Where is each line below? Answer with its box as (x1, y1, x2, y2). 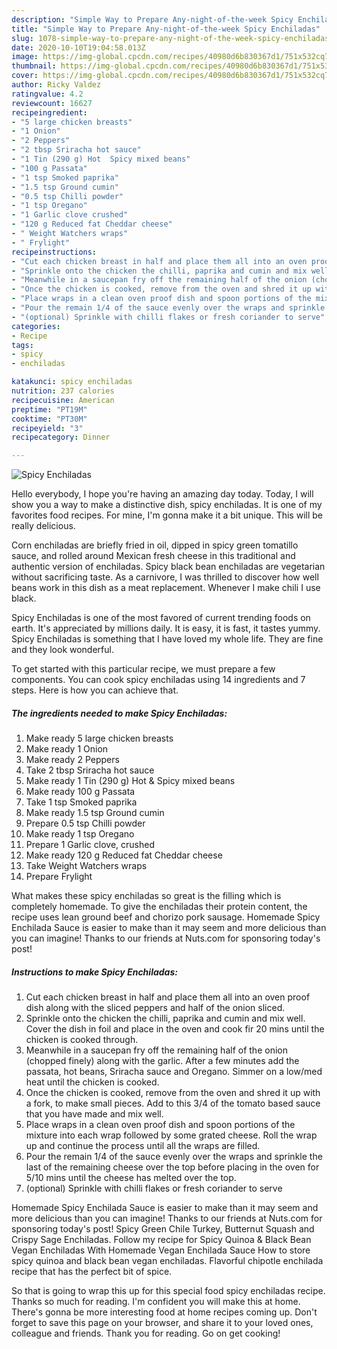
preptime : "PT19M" (11, 404, 88, 415)
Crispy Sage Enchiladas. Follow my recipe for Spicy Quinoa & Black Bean (11, 1234, 312, 1246)
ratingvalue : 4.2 (11, 89, 84, 99)
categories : (11, 321, 61, 331)
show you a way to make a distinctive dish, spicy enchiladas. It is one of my (11, 499, 323, 511)
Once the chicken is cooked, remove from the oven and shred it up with (25, 1087, 321, 1099)
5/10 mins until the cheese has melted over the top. (25, 1172, 237, 1184)
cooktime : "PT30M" (11, 414, 88, 424)
